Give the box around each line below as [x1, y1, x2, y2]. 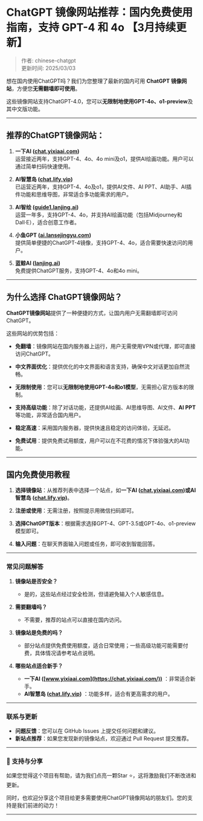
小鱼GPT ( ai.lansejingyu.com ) [14, 231, 92, 239]
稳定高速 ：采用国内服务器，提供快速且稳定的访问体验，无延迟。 [14, 424, 174, 431]
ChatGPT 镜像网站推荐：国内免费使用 [6, 5, 193, 19]
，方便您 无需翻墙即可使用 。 [11, 85, 80, 92]
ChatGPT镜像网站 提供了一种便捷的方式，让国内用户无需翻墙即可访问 [6, 309, 178, 316]
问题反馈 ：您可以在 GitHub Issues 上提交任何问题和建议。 [14, 727, 159, 735]
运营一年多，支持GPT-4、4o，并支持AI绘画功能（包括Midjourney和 [14, 211, 182, 218]
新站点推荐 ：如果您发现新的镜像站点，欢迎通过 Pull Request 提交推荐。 [14, 735, 192, 742]
